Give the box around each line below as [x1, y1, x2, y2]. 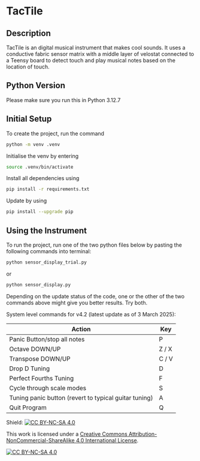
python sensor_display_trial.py [6, 259, 87, 265]
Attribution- [128, 430, 157, 438]
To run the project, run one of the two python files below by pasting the [6, 241, 183, 249]
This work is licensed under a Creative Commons [6, 430, 128, 438]
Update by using [6, 197, 47, 205]
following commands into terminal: [6, 247, 92, 255]
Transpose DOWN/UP [9, 354, 71, 363]
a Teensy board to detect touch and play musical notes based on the [6, 57, 175, 64]
